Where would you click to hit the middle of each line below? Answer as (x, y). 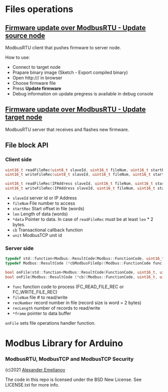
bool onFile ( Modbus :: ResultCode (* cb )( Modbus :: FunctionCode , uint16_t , (81, 277)
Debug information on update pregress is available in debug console (83, 94)
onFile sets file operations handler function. (50, 323)
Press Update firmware (37, 88)
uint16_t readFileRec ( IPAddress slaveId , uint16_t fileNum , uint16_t (79, 184)
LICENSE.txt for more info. (32, 385)
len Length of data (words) (40, 214)
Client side (18, 160)
